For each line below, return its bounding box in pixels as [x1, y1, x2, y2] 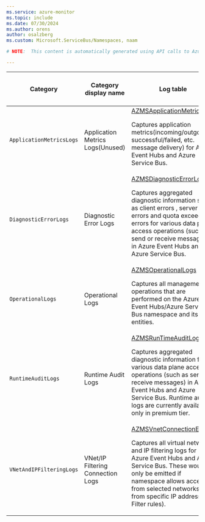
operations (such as [131, 370, 189, 379]
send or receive [131, 234, 176, 242]
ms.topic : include [6, 15, 53, 21]
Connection [84, 469, 118, 477]
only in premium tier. [131, 408, 190, 417]
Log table [159, 84, 187, 93]
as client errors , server [131, 203, 198, 212]
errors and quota [131, 211, 180, 220]
